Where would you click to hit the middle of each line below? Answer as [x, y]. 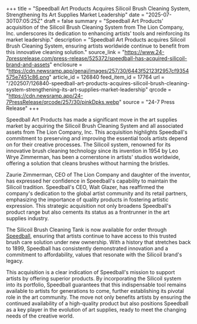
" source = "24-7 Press [147, 102]
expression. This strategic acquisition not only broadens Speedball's [89, 206]
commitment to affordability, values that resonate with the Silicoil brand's [94, 254]
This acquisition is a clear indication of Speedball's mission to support [91, 272]
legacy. [15, 261]
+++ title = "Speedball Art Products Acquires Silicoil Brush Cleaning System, [98, 9]
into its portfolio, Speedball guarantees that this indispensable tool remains [96, 285]
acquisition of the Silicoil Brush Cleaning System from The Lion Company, [95, 27]
